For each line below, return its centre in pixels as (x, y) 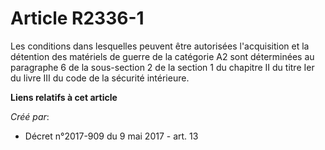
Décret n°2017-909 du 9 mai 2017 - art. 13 (111, 136)
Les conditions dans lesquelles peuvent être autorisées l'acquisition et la (160, 46)
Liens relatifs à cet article (64, 97)
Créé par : (30, 116)
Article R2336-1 (77, 18)
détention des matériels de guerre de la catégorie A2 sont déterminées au (162, 56)
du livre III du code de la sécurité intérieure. (100, 78)
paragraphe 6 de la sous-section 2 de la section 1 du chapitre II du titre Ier (162, 67)
